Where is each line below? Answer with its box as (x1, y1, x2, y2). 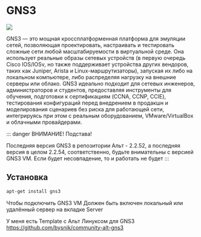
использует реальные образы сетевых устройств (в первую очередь (6, 54, 186, 61)
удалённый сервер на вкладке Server (6, 206, 104, 213)
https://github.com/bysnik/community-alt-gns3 (6, 224, 124, 231)
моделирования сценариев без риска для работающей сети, (6, 105, 165, 112)
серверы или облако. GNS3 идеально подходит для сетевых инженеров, (6, 80, 196, 87)
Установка (6, 172, 48, 183)
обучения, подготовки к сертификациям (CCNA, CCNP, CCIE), (6, 93, 166, 100)
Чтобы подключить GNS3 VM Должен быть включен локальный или (6, 199, 183, 206)
